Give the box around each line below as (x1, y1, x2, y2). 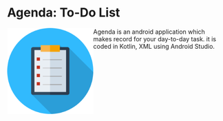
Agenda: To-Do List (7, 5, 120, 21)
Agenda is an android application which (93, 27, 205, 36)
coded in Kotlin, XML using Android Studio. (93, 42, 215, 50)
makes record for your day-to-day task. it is (93, 34, 217, 43)
